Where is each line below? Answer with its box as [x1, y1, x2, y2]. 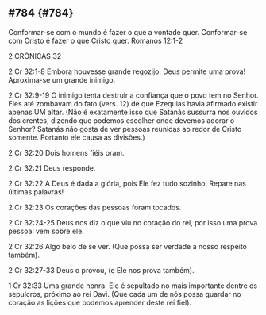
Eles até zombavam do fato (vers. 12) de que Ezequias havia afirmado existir [8, 98, 258, 108]
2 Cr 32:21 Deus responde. [8, 163, 96, 173]
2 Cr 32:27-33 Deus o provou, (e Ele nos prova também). [8, 265, 195, 275]
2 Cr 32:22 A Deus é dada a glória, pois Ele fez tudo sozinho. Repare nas [8, 179, 246, 188]
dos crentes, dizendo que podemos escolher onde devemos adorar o [8, 115, 235, 125]
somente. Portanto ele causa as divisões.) [8, 133, 145, 142]
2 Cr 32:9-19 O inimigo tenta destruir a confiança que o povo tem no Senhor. [8, 90, 259, 100]
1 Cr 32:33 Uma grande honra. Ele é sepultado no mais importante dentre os [8, 281, 258, 290]
